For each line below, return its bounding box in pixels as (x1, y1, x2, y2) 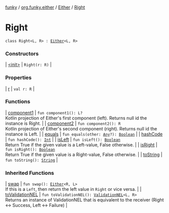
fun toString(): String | (5, 157, 58, 163)
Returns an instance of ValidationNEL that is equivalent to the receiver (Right (5, 197, 164, 203)
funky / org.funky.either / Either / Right (5, 5, 85, 10)
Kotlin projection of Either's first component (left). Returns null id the (5, 115, 147, 121)
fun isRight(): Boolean (5, 147, 55, 152)
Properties (5, 74, 32, 81)
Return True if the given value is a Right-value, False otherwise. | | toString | (5, 151, 162, 158)
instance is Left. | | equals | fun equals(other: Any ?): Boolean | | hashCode (5, 131, 163, 137)
